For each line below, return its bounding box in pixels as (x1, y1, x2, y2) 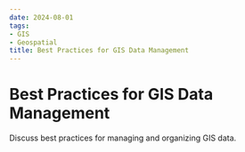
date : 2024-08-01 (9, 12, 74, 22)
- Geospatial (9, 37, 58, 47)
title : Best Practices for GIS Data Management (9, 46, 190, 55)
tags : (9, 21, 29, 30)
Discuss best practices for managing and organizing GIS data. (9, 132, 237, 143)
